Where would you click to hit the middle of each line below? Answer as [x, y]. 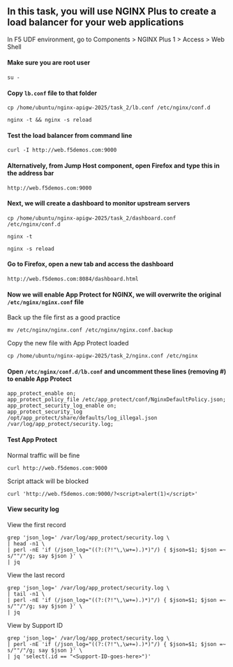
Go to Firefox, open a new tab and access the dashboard [90, 264]
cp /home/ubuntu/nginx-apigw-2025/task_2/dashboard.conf [92, 218]
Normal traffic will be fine [44, 455]
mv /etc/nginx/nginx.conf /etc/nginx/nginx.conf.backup [90, 330]
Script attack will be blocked [48, 481]
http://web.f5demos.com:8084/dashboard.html [73, 279]
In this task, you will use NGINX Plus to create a [112, 12]
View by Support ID [35, 625]
